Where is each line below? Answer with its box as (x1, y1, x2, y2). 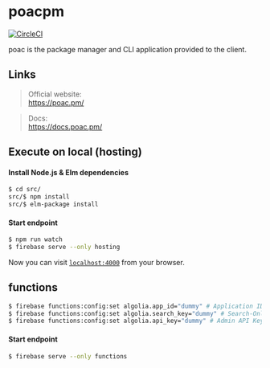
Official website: (27, 89, 82, 99)
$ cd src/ (8, 186, 42, 194)
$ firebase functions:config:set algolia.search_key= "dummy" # (8, 309, 225, 317)
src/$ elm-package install (8, 200, 99, 209)
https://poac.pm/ (27, 97, 84, 107)
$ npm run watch (8, 235, 63, 243)
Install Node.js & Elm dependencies (8, 167, 129, 177)
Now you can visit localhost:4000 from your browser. (8, 257, 185, 267)
